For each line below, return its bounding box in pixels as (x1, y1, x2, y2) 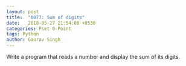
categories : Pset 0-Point (6, 25, 71, 32)
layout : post (6, 8, 39, 15)
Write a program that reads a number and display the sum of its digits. (6, 53, 180, 60)
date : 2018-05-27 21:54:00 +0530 (6, 20, 96, 26)
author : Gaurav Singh (6, 37, 61, 43)
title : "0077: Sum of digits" (6, 14, 85, 20)
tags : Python (6, 31, 39, 37)
